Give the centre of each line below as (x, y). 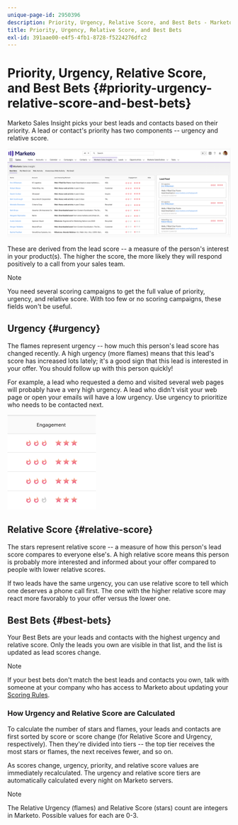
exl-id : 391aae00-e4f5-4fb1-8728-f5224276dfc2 (77, 38)
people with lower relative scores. (57, 569)
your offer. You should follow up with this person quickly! (90, 368)
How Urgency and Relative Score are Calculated (91, 714)
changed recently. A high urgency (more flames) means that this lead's (111, 353)
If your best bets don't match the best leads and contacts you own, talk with (118, 680)
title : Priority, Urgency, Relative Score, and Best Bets (95, 30)
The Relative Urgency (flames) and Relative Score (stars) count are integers (118, 807)
